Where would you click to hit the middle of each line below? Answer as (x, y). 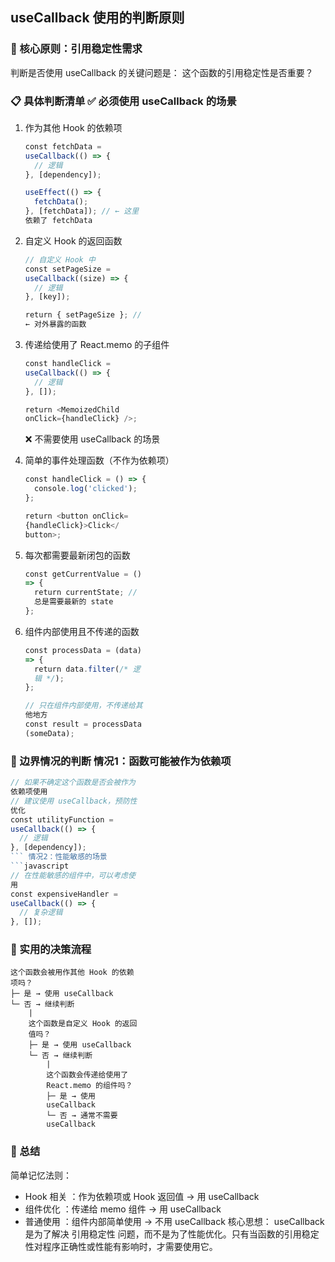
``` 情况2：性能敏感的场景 (59, 857)
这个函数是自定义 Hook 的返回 (83, 1024)
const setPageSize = (67, 269)
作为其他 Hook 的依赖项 (73, 127)
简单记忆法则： (41, 1175)
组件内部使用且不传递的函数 (82, 631)
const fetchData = (63, 146)
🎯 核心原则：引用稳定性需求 (76, 49)
